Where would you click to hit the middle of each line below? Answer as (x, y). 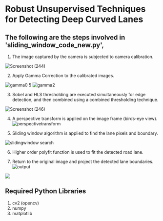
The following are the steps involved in (65, 37)
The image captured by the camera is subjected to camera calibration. (83, 57)
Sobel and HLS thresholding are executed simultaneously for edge (79, 94)
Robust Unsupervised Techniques (75, 9)
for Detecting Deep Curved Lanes (74, 19)
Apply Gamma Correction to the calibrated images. (63, 76)
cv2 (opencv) (25, 203)
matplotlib (22, 213)
